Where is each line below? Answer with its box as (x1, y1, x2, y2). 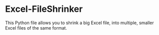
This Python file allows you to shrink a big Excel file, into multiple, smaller (5, 20, 154, 26)
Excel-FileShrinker (5, 3, 83, 15)
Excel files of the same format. (5, 25, 68, 31)
